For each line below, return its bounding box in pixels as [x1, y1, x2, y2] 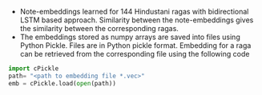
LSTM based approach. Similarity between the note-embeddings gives [19, 15, 254, 25]
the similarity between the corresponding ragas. [19, 24, 179, 33]
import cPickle [8, 65, 59, 73]
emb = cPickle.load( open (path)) [8, 79, 116, 87]
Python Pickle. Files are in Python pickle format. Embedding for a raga [19, 41, 252, 50]
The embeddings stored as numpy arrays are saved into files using [19, 32, 240, 42]
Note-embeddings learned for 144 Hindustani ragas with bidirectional [19, 7, 249, 16]
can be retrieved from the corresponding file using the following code [19, 49, 250, 58]
